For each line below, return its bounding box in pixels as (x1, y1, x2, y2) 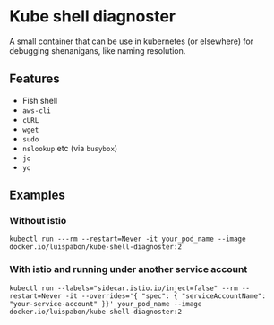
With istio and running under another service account (9, 263, 248, 276)
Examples (9, 188, 65, 203)
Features (9, 72, 60, 87)
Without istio (9, 215, 67, 227)
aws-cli (21, 106, 51, 115)
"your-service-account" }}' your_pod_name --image (9, 299, 202, 308)
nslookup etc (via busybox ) (21, 142, 118, 153)
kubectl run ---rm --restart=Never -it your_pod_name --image (9, 235, 246, 244)
